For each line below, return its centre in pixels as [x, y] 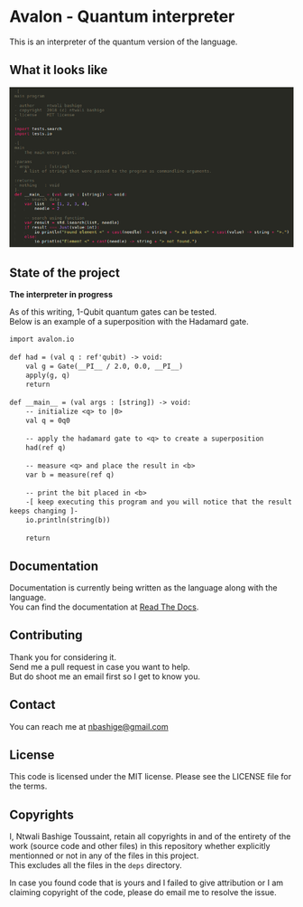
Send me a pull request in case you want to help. [100, 666]
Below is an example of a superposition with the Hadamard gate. [129, 322]
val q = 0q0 [48, 421]
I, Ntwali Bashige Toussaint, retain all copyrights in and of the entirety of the [150, 836]
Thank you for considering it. [63, 657]
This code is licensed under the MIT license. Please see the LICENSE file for [150, 777]
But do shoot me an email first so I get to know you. [105, 676]
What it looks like [59, 70]
